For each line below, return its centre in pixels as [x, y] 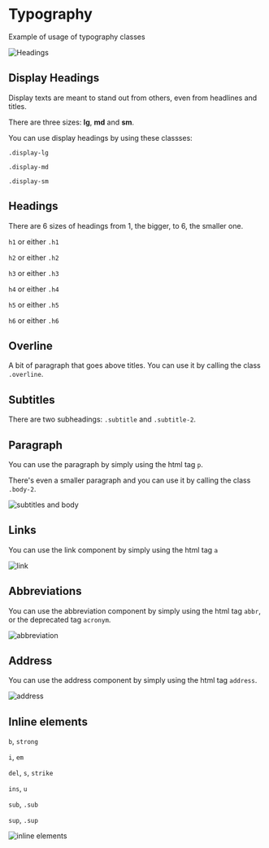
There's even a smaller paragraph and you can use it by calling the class [130, 480]
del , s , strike [31, 773]
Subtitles [32, 400]
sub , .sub [24, 804]
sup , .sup [24, 820]
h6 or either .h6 [34, 320]
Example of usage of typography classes [77, 37]
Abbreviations [45, 591]
